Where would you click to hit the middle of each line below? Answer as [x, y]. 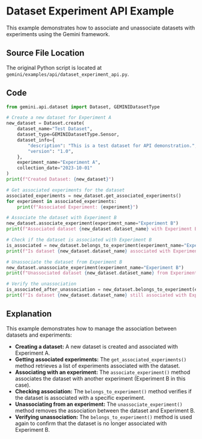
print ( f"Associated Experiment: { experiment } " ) [78, 207]
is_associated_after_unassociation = [54, 290]
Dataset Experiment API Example [90, 11]
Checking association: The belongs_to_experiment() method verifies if [103, 391]
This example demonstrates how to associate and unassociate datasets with [101, 28]
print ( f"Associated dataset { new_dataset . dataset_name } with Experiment [99, 229]
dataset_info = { [36, 140]
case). [23, 385]
